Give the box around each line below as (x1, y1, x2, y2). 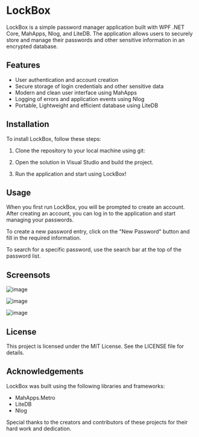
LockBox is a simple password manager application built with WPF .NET (6, 23, 185, 31)
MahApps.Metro (14, 394, 55, 401)
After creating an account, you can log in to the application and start (6, 210, 176, 217)
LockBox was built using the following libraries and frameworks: (6, 382, 165, 389)
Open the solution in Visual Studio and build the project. (14, 158, 154, 166)
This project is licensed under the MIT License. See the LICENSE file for (6, 342, 185, 350)
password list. (6, 252, 41, 259)
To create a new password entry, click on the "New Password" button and (6, 228, 190, 235)
